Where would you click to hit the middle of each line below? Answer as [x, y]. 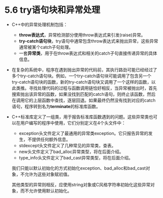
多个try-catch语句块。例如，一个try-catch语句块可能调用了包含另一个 [81, 76]
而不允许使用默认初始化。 [46, 191]
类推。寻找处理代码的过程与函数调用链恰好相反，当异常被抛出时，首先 [86, 88]
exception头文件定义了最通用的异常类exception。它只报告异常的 [83, 133]
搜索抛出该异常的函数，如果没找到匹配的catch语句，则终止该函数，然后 [83, 94]
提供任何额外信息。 [51, 139]
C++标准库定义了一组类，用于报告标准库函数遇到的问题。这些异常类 [80, 117]
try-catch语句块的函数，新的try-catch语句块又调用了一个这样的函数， [81, 82]
